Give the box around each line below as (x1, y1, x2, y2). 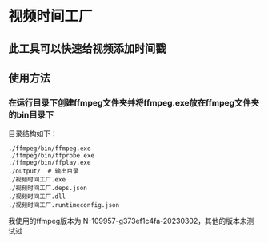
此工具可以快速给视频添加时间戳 (8, 42, 166, 55)
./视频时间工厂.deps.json (8, 185, 88, 193)
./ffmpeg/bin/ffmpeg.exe (8, 145, 91, 153)
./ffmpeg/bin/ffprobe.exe (8, 152, 94, 160)
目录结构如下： (8, 129, 58, 138)
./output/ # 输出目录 (8, 167, 79, 176)
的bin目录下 (8, 109, 54, 120)
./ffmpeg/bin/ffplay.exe (8, 159, 91, 167)
